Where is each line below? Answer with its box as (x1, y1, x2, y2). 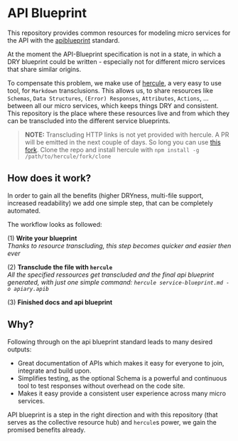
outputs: (7, 345, 32, 354)
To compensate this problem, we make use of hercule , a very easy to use (7, 78, 222, 87)
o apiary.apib (7, 285, 50, 292)
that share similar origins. (7, 65, 82, 73)
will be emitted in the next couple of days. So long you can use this (24, 137, 222, 147)
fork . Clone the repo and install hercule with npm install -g (24, 145, 200, 154)
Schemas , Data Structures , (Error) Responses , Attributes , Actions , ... (7, 94, 209, 102)
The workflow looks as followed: (7, 220, 102, 228)
